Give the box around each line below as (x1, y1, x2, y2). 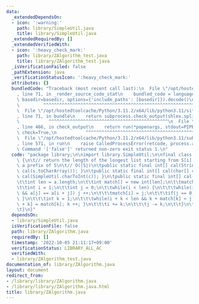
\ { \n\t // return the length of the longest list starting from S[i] (17, 157, 192, 163)
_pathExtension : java (11, 69, 65, 75)
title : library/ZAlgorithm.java (6, 289, 86, 295)
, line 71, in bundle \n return (17, 113, 102, 119)
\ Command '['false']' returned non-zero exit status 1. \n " (17, 146, 168, 152)
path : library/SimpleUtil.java (17, 25, 94, 31)
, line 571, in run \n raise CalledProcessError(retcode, (17, 140, 168, 147)
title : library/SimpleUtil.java (17, 31, 97, 37)
